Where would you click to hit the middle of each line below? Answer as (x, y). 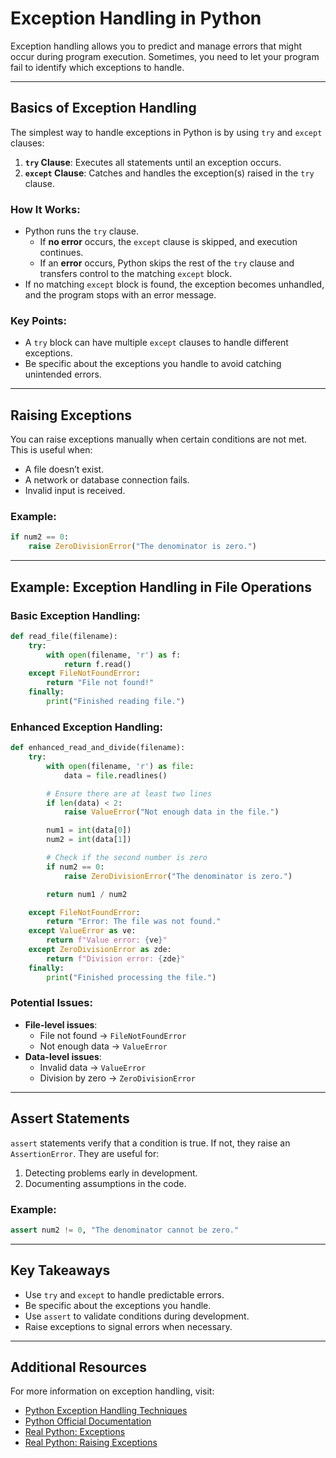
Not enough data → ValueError (103, 1046)
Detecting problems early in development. (111, 1173)
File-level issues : (61, 1024)
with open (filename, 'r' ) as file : (120, 766)
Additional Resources (78, 1367)
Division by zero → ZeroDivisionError (117, 1078)
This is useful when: (51, 450)
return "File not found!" (100, 683)
